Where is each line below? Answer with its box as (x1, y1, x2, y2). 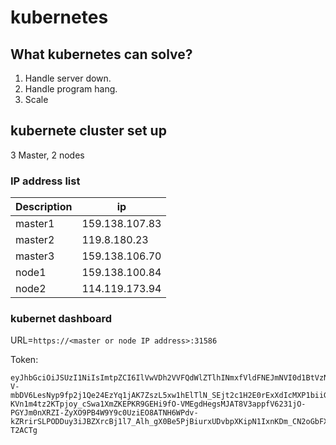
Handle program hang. (24, 83, 118, 95)
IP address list (10, 174, 81, 188)
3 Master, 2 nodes (10, 149, 85, 161)
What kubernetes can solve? (10, 46, 193, 63)
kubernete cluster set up (10, 122, 167, 140)
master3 (15, 249, 55, 263)
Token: (10, 354, 39, 366)
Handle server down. (24, 72, 112, 84)
